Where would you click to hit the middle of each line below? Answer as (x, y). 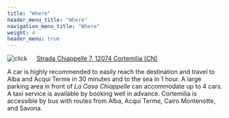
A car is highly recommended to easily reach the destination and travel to (111, 72)
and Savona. (25, 108)
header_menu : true (33, 39)
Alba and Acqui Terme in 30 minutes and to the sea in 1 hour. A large (104, 79)
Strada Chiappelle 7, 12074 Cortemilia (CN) (97, 58)
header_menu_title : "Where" (48, 20)
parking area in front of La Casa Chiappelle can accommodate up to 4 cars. (115, 86)
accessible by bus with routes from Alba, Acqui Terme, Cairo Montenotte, (111, 101)
